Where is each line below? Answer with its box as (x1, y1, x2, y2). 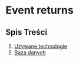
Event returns (5, 4, 74, 17)
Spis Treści (5, 27, 48, 37)
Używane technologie (14, 43, 67, 50)
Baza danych (14, 49, 46, 56)
